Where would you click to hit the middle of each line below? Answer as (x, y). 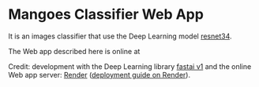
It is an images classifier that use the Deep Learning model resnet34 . (120, 36)
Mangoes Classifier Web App (106, 14)
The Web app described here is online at (74, 51)
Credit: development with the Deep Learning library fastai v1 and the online (130, 66)
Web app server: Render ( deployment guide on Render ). (99, 74)
